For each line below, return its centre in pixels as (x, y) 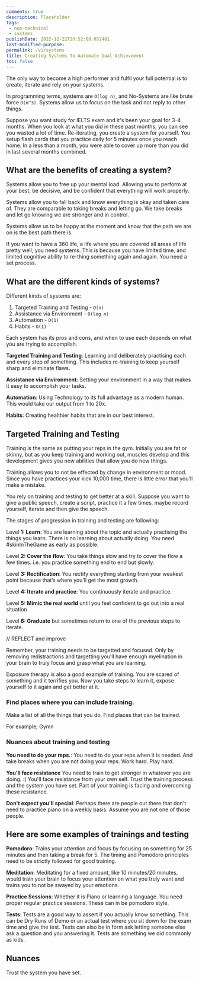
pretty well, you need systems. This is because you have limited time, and (96, 250)
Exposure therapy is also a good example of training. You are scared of (93, 674)
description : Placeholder (38, 17)
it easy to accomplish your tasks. (46, 386)
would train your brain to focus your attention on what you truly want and (95, 879)
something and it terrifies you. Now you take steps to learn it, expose (90, 680)
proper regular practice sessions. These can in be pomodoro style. (88, 903)
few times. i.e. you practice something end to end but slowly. (80, 562)
